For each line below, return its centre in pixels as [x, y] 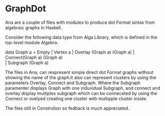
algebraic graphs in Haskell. [34, 27]
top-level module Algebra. [32, 42]
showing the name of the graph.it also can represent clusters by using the [81, 77]
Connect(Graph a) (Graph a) [34, 57]
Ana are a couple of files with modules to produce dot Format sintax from [80, 22]
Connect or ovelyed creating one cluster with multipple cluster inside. [76, 98]
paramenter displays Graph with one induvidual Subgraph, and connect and [83, 88]
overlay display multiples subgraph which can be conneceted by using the [81, 93]
